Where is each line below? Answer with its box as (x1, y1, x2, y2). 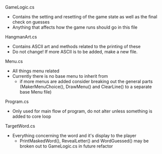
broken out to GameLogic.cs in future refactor (19, 143, 113, 149)
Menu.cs (5, 58, 23, 64)
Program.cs (5, 99, 29, 104)
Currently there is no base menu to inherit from (12, 73, 108, 79)
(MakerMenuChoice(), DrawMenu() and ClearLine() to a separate (19, 84, 152, 90)
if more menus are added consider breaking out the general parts (19, 79, 153, 84)
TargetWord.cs (5, 123, 36, 129)
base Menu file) (19, 89, 52, 95)
